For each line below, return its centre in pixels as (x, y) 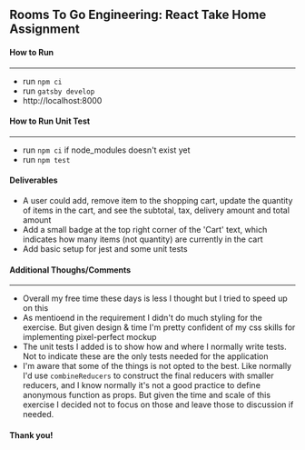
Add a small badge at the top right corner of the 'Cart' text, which (145, 230)
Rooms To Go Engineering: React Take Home (138, 15)
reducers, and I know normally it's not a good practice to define (142, 385)
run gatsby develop (59, 91)
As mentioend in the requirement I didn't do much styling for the (143, 318)
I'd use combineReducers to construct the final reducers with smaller (148, 375)
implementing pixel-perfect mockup (89, 337)
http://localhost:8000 (62, 100)
